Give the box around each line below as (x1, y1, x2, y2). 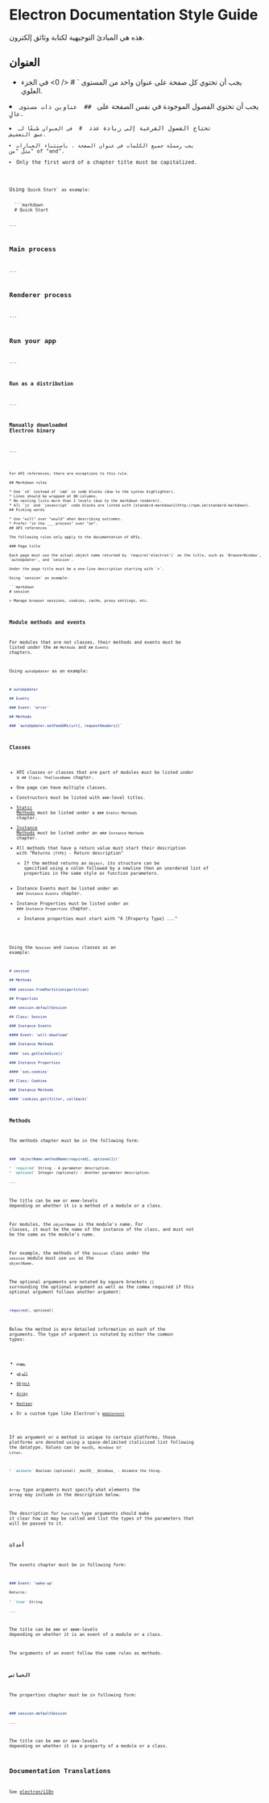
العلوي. (20, 86, 43, 95)
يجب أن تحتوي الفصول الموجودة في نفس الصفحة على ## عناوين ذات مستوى (19, 101, 259, 111)
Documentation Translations (9, 1766, 111, 1775)
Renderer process (9, 291, 72, 299)
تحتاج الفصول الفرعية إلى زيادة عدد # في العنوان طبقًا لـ (17, 123, 212, 132)
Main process (9, 245, 57, 253)
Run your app (9, 337, 57, 345)
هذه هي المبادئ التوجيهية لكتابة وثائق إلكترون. (9, 32, 145, 42)
